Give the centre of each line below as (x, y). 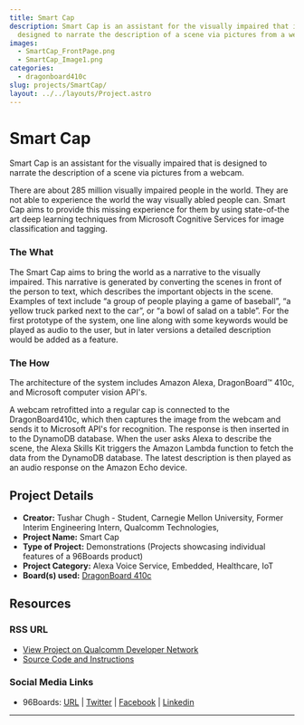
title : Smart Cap (42, 18)
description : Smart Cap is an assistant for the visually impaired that (149, 26)
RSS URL (29, 630)
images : (24, 43)
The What (32, 253)
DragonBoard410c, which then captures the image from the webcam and (145, 420)
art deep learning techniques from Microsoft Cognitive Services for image (147, 219)
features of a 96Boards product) (82, 556)
